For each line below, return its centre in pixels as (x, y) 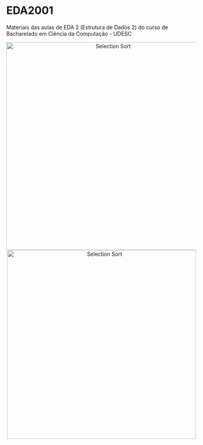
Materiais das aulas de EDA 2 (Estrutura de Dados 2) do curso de (87, 27)
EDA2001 (30, 11)
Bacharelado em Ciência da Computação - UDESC (69, 33)
